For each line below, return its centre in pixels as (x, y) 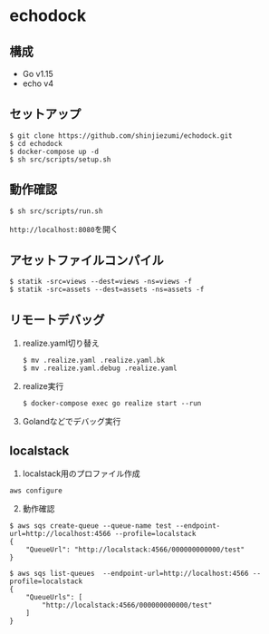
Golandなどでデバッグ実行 (72, 422)
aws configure (36, 491)
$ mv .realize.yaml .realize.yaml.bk (94, 361)
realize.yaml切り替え (61, 343)
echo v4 (38, 83)
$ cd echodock (36, 143)
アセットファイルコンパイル (87, 261)
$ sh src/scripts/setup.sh (60, 160)
